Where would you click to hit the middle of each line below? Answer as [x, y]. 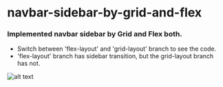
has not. [29, 64]
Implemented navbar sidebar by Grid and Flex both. [95, 34]
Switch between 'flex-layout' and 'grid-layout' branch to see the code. [117, 49]
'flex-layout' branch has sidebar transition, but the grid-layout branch [115, 56]
